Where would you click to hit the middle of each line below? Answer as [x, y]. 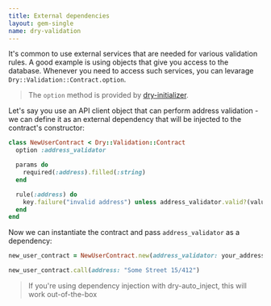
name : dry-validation [45, 31]
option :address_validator [61, 150]
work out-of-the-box [63, 294]
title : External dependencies [59, 16]
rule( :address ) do [47, 195]
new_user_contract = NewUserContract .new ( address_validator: [113, 256]
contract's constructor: [46, 128]
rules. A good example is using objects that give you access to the [119, 62]
